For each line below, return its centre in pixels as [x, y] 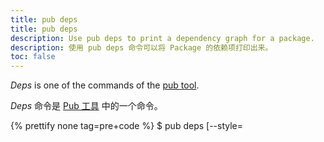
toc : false [33, 57]
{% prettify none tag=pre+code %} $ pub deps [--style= [127, 126]
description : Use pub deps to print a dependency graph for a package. [162, 38]
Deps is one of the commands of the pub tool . [105, 85]
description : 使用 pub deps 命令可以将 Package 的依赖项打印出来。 [141, 47]
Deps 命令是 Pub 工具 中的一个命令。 [86, 106]
